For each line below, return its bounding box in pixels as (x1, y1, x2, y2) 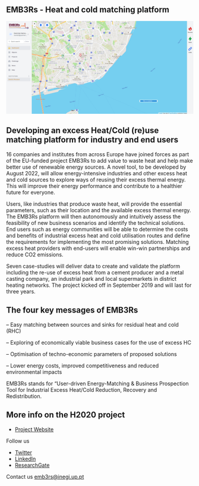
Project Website (14, 426, 54, 433)
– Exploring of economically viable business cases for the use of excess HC (6, 339, 192, 346)
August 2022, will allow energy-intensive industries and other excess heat (6, 169, 187, 177)
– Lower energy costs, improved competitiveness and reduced (6, 362, 159, 369)
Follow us (6, 437, 30, 444)
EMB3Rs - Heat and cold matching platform (6, 5, 170, 15)
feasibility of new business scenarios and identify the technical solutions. (6, 219, 185, 226)
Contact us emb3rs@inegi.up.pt (6, 473, 84, 480)
